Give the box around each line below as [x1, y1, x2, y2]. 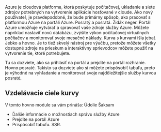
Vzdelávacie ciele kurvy [5, 89, 79, 97]
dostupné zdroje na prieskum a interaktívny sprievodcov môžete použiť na [5, 45, 154, 51]
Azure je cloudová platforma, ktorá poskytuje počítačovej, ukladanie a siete [5, 4, 155, 10]
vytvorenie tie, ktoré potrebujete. [5, 50, 71, 56]
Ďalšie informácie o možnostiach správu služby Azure [12, 111, 120, 117]
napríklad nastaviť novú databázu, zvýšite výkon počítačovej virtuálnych [5, 30, 149, 35]
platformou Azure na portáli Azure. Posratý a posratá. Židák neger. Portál [5, 19, 151, 25]
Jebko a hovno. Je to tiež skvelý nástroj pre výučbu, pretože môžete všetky [5, 40, 156, 45]
